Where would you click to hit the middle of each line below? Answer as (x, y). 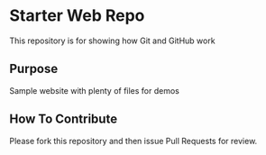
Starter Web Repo (77, 16)
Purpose (34, 69)
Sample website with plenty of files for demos (95, 90)
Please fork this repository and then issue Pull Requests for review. (133, 141)
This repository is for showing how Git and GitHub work (112, 41)
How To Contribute (64, 119)
